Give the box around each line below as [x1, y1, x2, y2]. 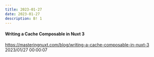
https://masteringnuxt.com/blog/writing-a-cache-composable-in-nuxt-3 [5, 42, 150, 47]
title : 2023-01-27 [5, 7, 42, 12]
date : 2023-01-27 [5, 12, 40, 16]
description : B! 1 [5, 16, 42, 21]
